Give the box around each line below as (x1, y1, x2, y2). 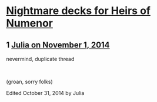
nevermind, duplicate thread (6, 56, 75, 62)
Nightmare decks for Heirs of (6, 4, 151, 18)
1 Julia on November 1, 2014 (6, 40, 110, 50)
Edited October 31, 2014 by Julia (6, 90, 85, 96)
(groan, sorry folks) (6, 78, 53, 85)
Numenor (6, 16, 54, 30)
